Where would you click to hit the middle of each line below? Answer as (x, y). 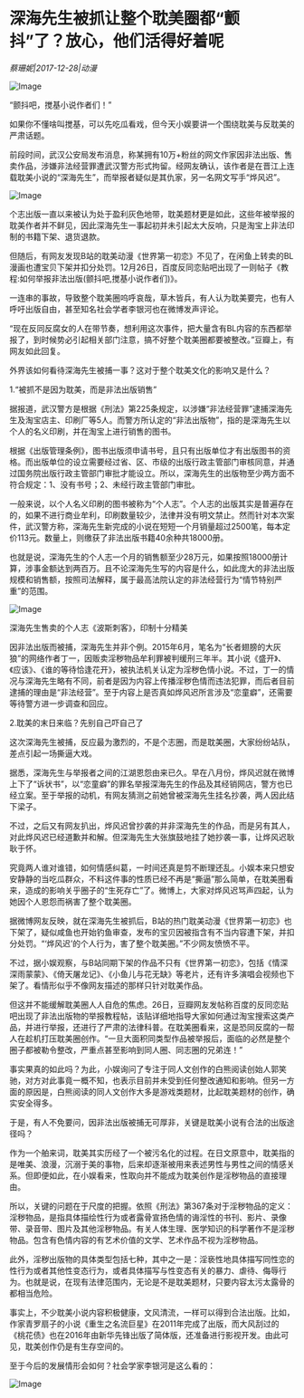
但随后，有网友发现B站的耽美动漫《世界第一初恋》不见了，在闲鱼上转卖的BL (152, 255)
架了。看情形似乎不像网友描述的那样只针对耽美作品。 (109, 985)
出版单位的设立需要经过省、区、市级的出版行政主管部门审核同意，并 (160, 462)
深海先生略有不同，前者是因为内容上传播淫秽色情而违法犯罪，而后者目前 (160, 681)
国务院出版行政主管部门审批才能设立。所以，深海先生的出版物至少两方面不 (156, 473)
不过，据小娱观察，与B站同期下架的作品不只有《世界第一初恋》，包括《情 (145, 962)
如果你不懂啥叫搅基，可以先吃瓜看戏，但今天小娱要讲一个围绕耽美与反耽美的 (152, 124)
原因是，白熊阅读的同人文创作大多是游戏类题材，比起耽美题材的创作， (156, 1091)
